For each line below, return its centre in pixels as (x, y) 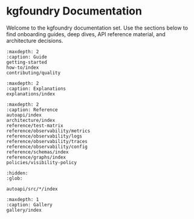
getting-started (27, 62)
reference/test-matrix (35, 125)
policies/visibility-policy (42, 162)
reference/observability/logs (44, 136)
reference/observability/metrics (48, 131)
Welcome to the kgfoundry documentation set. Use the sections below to (97, 28)
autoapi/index (24, 115)
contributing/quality (34, 73)
